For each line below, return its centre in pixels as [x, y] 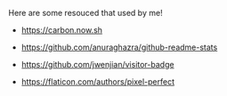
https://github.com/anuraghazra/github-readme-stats [119, 47]
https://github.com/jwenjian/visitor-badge [97, 64]
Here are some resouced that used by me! [85, 13]
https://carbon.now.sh [62, 30]
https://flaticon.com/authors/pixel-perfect [98, 82]
